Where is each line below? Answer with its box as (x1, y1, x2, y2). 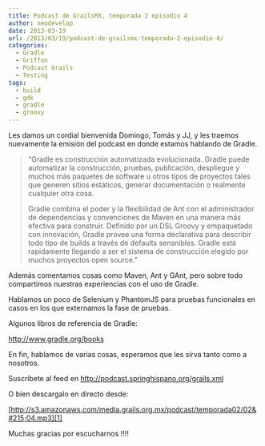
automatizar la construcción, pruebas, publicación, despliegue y (27, 163, 240, 172)
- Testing (15, 71, 48, 79)
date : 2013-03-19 (8, 26, 66, 34)
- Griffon (15, 57, 48, 65)
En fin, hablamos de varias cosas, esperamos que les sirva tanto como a (8, 350, 247, 359)
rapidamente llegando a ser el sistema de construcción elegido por (27, 247, 249, 256)
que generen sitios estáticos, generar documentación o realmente (27, 180, 246, 189)
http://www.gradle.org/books (8, 334, 104, 344)
